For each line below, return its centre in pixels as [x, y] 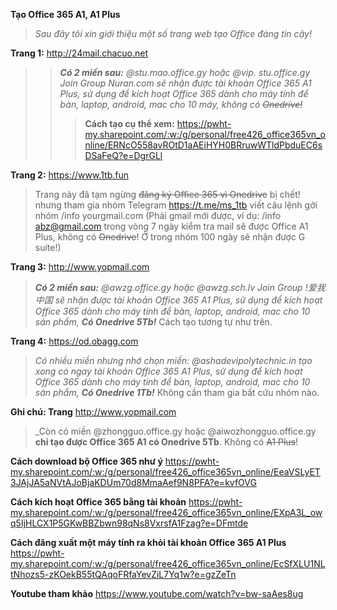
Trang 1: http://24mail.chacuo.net [79, 53]
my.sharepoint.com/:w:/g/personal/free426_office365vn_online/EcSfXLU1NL [168, 563]
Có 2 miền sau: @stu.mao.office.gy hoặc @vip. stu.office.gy [185, 72]
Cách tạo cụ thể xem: [129, 123]
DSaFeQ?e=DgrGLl [123, 155]
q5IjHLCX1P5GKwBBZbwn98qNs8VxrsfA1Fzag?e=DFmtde [129, 523]
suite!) [48, 247]
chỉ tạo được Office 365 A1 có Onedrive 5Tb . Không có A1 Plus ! [166, 442]
